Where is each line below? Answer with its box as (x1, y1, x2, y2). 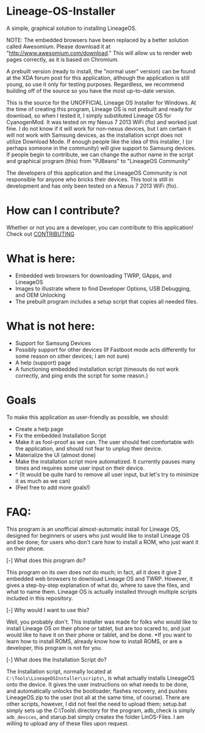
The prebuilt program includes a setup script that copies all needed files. (15, 297, 198, 305)
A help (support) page (15, 359, 71, 366)
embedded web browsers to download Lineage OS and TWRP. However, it (6, 575, 193, 582)
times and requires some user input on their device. (15, 464, 145, 472)
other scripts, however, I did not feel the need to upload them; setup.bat (6, 700, 187, 707)
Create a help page (15, 425, 64, 432)
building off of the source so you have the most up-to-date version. (6, 87, 176, 94)
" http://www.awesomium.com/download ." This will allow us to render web (6, 49, 192, 56)
